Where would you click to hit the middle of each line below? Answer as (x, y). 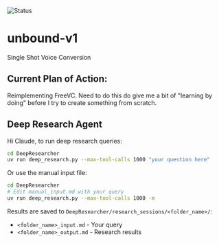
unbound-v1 (43, 38)
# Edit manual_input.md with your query (66, 192)
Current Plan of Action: (57, 79)
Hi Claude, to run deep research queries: (65, 141)
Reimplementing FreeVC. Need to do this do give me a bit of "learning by (110, 95)
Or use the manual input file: (47, 173)
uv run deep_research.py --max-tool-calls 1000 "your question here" (109, 160)
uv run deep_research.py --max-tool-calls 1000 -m (81, 198)
